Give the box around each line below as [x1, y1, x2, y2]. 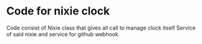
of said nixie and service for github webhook [6, 30, 119, 37]
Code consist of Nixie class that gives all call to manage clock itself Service [6, 24, 196, 31]
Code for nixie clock [6, 4, 110, 18]
